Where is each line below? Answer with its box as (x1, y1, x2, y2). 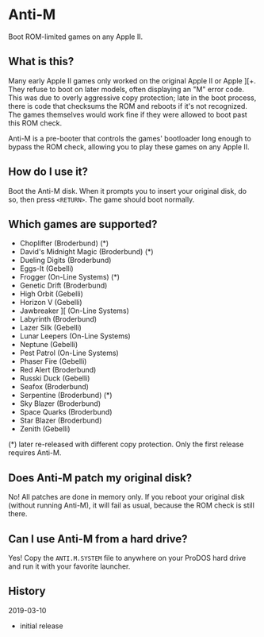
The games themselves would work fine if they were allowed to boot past (8, 110, 247, 119)
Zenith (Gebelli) (19, 424, 71, 434)
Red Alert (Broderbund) (19, 365, 97, 375)
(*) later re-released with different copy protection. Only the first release (8, 439, 244, 450)
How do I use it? (8, 165, 89, 179)
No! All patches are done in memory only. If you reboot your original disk (8, 492, 246, 502)
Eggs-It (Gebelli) (19, 264, 74, 273)
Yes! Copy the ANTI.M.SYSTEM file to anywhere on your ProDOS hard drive (8, 554, 247, 562)
